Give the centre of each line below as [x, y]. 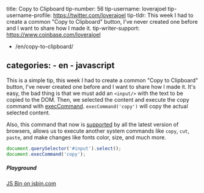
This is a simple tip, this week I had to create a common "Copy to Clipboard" [102, 80]
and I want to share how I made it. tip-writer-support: [73, 28]
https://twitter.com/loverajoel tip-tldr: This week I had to [123, 15]
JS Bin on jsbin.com [31, 183]
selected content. [28, 113]
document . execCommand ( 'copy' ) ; [46, 154]
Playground [21, 168]
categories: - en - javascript [60, 65]
